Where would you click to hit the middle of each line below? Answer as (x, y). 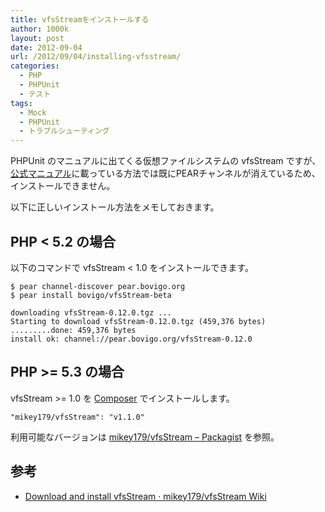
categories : (35, 66)
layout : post (37, 38)
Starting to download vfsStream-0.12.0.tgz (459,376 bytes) (138, 321)
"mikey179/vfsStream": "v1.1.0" (77, 417)
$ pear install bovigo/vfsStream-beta (91, 295)
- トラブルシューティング (64, 131)
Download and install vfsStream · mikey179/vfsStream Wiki (145, 496)
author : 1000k (40, 29)
